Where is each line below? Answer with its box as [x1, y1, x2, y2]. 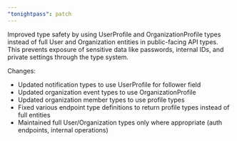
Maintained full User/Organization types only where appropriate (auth [17, 118, 223, 127]
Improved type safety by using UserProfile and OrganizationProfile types [7, 30, 221, 38]
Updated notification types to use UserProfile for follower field [17, 80, 201, 89]
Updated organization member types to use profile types [17, 95, 185, 104]
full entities [17, 110, 51, 119]
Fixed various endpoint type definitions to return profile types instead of [17, 103, 230, 111]
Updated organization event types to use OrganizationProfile [17, 88, 196, 96]
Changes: [7, 66, 36, 75]
